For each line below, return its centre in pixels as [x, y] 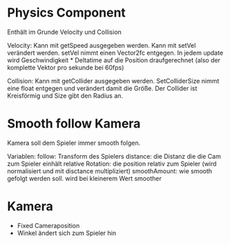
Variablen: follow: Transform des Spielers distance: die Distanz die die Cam [114, 156]
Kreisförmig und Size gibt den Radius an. [65, 96]
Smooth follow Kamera [74, 124]
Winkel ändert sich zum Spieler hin [67, 233]
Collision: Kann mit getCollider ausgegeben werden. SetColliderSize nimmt [113, 80]
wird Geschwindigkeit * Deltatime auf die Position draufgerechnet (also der [114, 60]
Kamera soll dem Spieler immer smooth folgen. [74, 143]
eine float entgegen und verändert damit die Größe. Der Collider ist [102, 88]
